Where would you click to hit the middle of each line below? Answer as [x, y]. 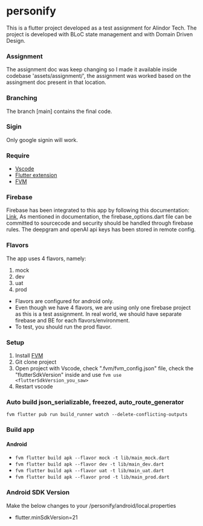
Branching [22, 98]
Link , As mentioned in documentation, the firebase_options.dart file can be [99, 217]
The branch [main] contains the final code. [59, 111]
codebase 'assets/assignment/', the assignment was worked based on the [99, 76]
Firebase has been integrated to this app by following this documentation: [98, 210]
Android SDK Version [38, 492]
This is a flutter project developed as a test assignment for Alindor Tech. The [101, 28]
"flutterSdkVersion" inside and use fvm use [68, 375]
